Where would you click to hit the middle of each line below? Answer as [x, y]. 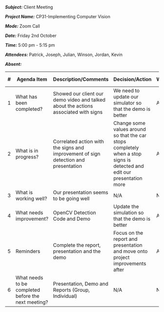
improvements [130, 263]
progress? [27, 157]
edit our [122, 172]
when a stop [127, 154]
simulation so [129, 213]
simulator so [127, 103]
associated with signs [78, 112]
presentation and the [77, 251]
